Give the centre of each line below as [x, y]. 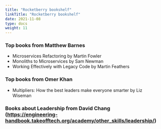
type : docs [16, 23]
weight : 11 [16, 28]
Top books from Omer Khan [39, 80]
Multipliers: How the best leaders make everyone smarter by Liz [77, 90]
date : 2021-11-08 [23, 19]
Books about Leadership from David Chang [58, 108]
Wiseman [22, 95]
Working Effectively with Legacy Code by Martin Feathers [71, 67]
